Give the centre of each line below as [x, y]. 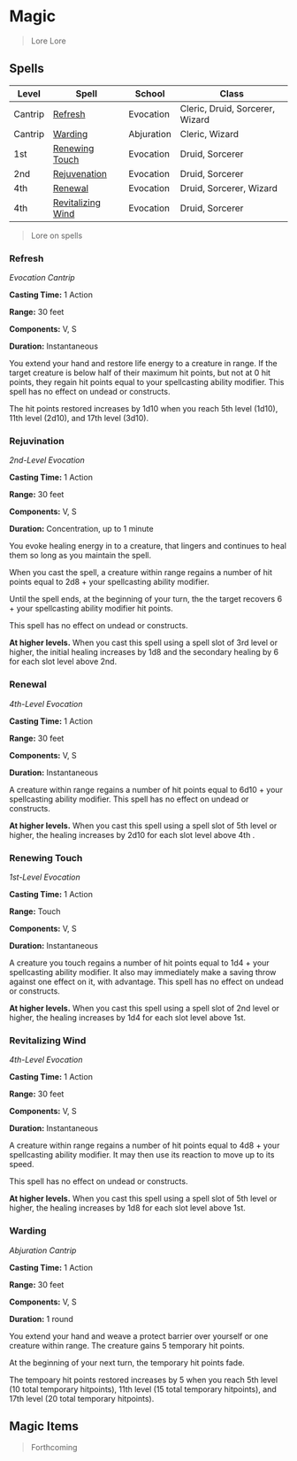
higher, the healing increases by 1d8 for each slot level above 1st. [127, 1208]
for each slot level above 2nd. [63, 662]
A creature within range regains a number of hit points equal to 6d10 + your [146, 789]
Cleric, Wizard [209, 134]
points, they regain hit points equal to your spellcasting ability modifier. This [147, 382]
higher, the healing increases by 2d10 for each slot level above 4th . [132, 834]
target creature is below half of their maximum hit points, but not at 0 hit [140, 373]
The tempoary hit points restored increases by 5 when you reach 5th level [144, 1380]
